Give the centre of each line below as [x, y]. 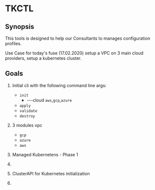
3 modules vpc [27, 125]
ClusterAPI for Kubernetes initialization [51, 173]
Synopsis [20, 27]
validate [28, 111]
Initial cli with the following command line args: [59, 85]
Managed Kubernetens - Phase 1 [45, 154]
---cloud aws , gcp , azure [49, 100]
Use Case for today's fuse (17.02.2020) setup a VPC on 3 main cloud [74, 53]
